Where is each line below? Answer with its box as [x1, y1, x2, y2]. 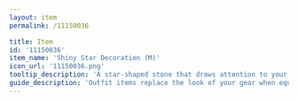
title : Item [9, 37, 53, 46]
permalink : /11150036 [9, 21, 90, 30]
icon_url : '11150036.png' [9, 62, 105, 71]
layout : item [9, 12, 58, 22]
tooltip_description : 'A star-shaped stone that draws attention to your [9, 70, 288, 80]
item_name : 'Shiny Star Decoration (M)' [9, 54, 161, 63]
